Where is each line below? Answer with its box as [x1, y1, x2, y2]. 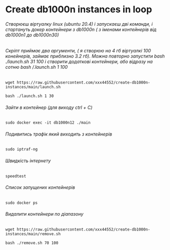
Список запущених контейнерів [5, 184, 75, 190]
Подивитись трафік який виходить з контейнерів [5, 131, 112, 137]
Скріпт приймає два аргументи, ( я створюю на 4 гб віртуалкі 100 [5, 48, 152, 54]
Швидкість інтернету [5, 158, 51, 164]
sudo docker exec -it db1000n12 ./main [5, 120, 91, 125]
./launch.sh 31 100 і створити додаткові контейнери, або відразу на [5, 59, 153, 65]
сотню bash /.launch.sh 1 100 [5, 64, 68, 70]
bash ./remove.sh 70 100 [5, 240, 59, 246]
